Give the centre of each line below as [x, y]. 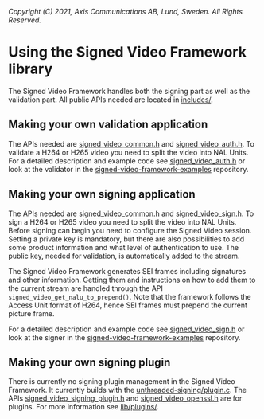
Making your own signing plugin [89, 362]
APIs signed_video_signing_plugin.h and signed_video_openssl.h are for [125, 398]
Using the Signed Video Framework [127, 52]
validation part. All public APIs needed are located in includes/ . [111, 100]
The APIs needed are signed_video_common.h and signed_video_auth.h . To [131, 143]
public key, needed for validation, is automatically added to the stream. [124, 256]
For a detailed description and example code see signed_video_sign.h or [126, 329]
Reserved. [25, 20]
